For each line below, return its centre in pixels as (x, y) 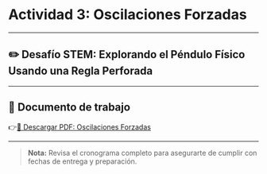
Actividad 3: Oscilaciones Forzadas (128, 15)
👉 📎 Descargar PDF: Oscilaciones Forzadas (79, 127)
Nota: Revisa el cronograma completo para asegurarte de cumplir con (142, 153)
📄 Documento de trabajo (70, 108)
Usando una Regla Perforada (81, 71)
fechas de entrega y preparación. (82, 161)
